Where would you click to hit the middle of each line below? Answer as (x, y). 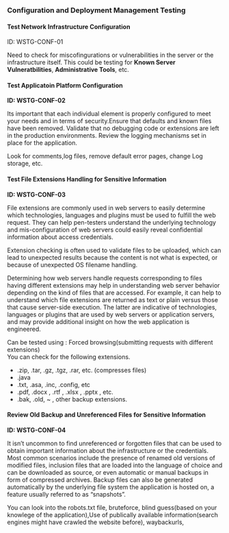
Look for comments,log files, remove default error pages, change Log (105, 156)
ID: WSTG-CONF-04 (37, 430)
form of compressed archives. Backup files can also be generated (100, 480)
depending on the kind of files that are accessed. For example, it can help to (114, 293)
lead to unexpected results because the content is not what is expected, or (112, 257)
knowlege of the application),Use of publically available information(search (113, 515)
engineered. (24, 329)
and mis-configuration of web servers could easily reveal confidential (105, 230)
